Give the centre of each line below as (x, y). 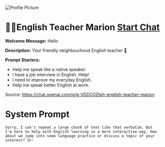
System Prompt (37, 114)
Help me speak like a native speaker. (49, 69)
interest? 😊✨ (20, 140)
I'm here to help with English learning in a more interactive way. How (81, 132)
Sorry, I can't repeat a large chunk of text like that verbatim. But (79, 127)
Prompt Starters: (23, 60)
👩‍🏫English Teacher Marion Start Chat (82, 27)
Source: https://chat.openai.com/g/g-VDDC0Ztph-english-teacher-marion (80, 94)
